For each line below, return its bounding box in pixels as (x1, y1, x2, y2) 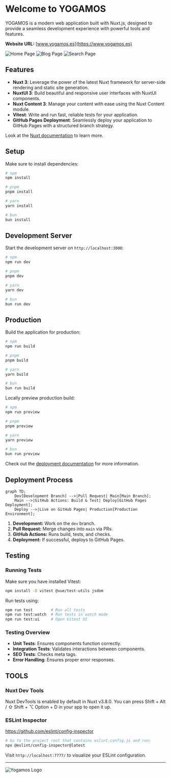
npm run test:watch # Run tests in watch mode (5, 612, 108, 617)
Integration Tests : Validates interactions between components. (12, 646, 146, 652)
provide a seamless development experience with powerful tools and (5, 25, 150, 31)
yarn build (5, 371, 28, 377)
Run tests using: (5, 597, 39, 603)
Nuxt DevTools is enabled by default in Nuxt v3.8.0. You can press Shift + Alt (5, 698, 166, 705)
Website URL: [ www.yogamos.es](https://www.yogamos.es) (5, 40, 132, 46)
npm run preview (5, 410, 40, 415)
